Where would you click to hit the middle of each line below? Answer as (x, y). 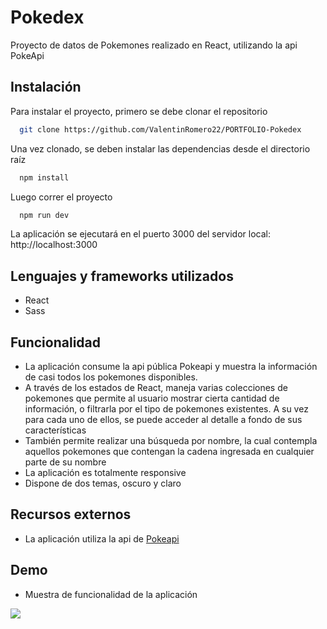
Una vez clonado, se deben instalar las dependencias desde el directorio (160, 148)
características (55, 430)
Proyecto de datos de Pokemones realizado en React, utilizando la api (154, 45)
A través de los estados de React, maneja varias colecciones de (156, 387)
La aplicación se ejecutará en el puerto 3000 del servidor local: (140, 234)
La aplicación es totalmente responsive (105, 472)
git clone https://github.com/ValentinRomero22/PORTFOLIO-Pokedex (160, 129)
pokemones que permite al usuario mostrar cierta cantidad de (152, 398)
